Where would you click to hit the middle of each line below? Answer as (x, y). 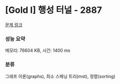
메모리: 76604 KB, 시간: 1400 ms (38, 50)
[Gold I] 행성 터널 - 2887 (54, 10)
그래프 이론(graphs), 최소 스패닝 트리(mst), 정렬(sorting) (60, 76)
